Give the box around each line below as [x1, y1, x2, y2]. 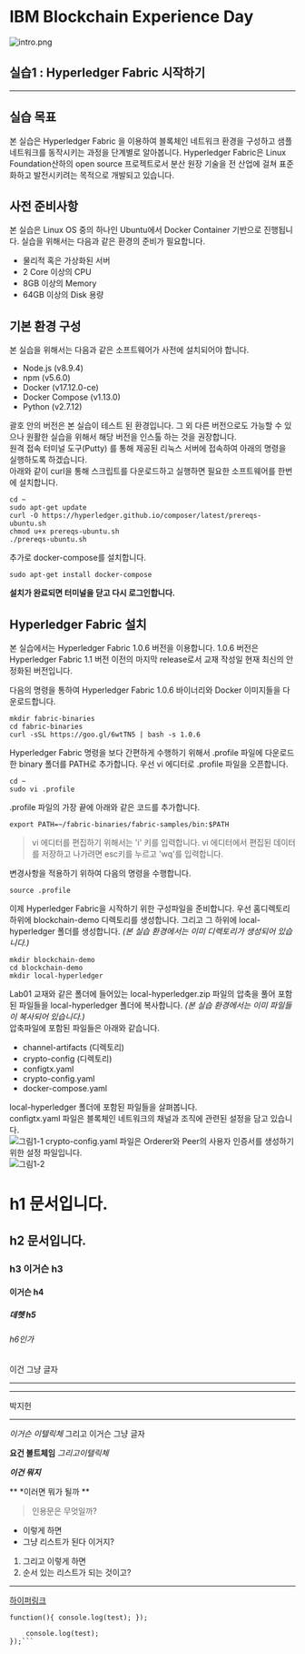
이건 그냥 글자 [9, 1364, 59, 1375]
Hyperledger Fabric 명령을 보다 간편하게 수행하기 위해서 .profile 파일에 [9, 747, 263, 757]
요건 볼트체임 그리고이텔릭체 [9, 1447, 109, 1458]
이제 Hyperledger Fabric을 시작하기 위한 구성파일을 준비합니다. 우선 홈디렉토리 [9, 903, 290, 914]
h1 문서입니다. [9, 1194, 109, 1214]
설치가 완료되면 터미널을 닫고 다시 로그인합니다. [9, 587, 175, 598]
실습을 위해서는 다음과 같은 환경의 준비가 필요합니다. [21, 236, 206, 247]
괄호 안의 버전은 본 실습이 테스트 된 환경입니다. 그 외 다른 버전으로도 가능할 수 [9, 421, 283, 431]
